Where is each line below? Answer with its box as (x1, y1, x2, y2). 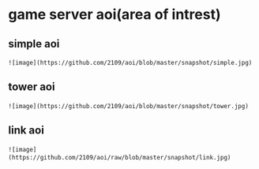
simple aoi (8, 37, 60, 51)
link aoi (8, 124, 45, 137)
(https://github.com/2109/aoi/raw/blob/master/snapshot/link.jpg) (8, 153, 231, 161)
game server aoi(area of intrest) (8, 6, 221, 24)
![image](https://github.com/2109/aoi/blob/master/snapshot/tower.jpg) (8, 102, 249, 110)
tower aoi (8, 81, 55, 94)
